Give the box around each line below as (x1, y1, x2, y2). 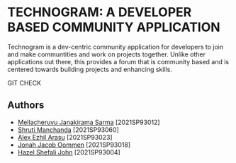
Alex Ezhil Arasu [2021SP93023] (17, 133, 113, 141)
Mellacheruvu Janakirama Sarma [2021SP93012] (17, 118, 161, 126)
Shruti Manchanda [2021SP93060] (17, 125, 119, 134)
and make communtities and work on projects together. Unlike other (7, 50, 206, 59)
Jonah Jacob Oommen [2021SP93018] (17, 140, 131, 149)
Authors (7, 99, 45, 111)
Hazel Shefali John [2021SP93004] (17, 147, 120, 156)
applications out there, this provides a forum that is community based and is (7, 57, 230, 66)
